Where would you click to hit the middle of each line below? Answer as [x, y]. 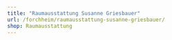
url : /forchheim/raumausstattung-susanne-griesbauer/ [86, 20]
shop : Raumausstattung [40, 26]
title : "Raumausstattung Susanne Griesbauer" [74, 13]
